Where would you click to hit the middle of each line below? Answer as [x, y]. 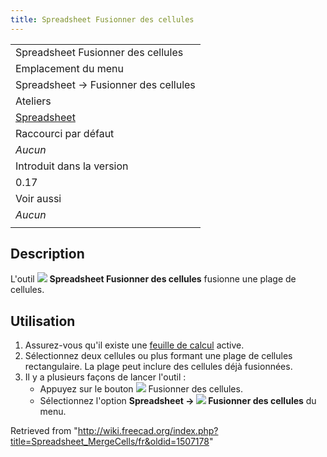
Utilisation [43, 321]
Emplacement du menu [69, 68]
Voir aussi [38, 198]
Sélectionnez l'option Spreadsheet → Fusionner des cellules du [178, 401]
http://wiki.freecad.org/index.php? [148, 431]
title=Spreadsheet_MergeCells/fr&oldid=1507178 [110, 442]
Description [47, 254]
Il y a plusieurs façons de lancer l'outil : [105, 377]
